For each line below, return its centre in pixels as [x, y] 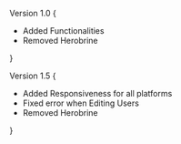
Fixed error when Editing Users [80, 103]
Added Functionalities [63, 31]
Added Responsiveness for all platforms [97, 93]
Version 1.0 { [33, 13]
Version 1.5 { [33, 76]
